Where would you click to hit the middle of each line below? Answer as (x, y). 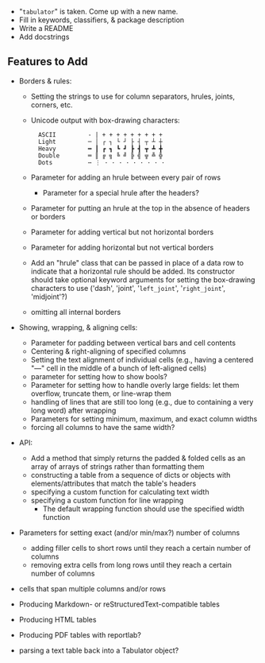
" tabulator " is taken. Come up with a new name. (98, 12)
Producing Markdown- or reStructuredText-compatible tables (119, 604)
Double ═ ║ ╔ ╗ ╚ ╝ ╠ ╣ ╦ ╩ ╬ (100, 155)
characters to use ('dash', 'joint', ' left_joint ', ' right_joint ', (128, 288)
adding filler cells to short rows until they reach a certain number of (141, 548)
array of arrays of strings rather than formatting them (117, 466)
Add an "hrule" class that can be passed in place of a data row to (137, 262)
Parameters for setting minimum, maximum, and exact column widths (144, 419)
